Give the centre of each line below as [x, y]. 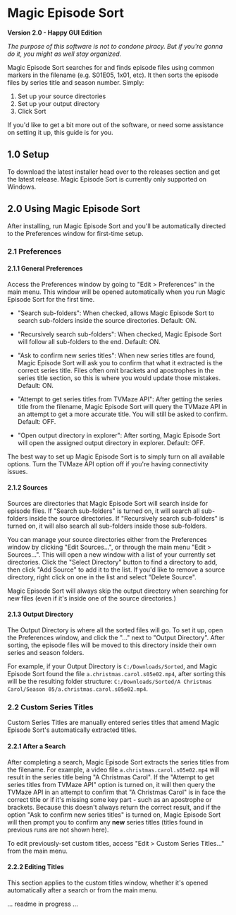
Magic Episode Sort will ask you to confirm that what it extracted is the [120, 362]
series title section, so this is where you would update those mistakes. [119, 378]
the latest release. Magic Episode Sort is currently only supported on [107, 179]
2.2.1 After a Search [37, 746]
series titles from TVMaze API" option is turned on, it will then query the [111, 784]
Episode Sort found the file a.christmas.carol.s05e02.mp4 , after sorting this [117, 674]
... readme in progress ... [43, 904]
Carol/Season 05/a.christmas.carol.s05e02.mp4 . [78, 689]
